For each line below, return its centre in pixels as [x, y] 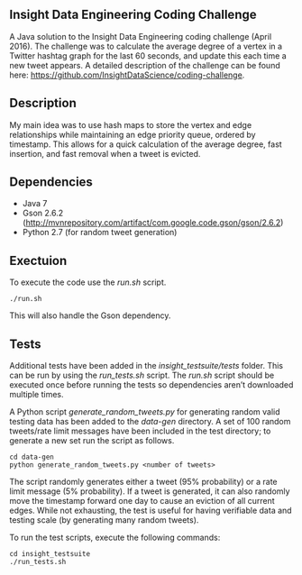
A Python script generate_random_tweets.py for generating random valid [145, 412]
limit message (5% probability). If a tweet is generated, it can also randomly [150, 491]
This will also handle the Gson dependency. [90, 315]
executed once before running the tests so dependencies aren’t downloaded [151, 385]
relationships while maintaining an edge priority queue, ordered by [133, 134]
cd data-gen [32, 457]
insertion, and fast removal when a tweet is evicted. [105, 153]
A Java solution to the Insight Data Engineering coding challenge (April [141, 36]
